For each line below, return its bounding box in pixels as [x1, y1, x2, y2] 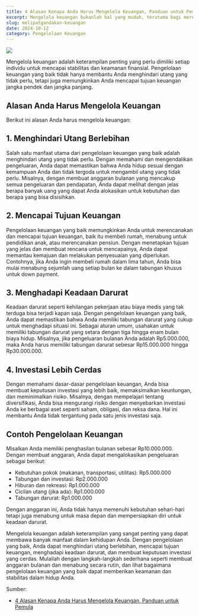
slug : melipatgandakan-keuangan [6, 20, 86, 26]
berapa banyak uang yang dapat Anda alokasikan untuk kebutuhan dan [6, 187, 180, 194]
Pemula [14, 604, 34, 610]
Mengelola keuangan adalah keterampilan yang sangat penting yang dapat [6, 530, 188, 537]
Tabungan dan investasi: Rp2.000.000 [14, 475, 108, 482]
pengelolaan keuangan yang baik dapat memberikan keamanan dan [6, 568, 172, 574]
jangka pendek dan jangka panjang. [6, 84, 94, 91]
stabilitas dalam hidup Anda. [6, 574, 75, 581]
